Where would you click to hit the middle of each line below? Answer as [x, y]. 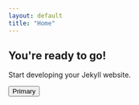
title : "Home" [32, 23]
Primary [24, 92]
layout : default [35, 16]
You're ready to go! [57, 56]
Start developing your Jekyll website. [69, 75]
